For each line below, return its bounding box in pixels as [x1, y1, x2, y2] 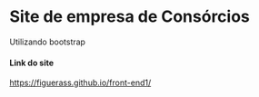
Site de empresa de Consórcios [9, 6, 250, 27]
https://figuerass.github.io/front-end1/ [9, 77, 152, 88]
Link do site [9, 57, 55, 68]
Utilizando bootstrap [9, 36, 86, 47]
